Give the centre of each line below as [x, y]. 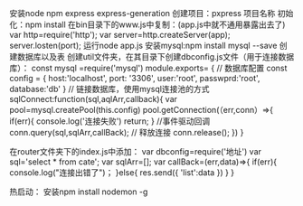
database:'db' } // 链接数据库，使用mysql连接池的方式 [109, 89]
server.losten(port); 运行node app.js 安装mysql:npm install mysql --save [143, 45]
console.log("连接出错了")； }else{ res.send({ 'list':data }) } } [122, 173]
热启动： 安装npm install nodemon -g [79, 192]
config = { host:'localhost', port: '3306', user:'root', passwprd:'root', [135, 78]
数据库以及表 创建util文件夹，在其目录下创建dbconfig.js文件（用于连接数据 [156, 56]
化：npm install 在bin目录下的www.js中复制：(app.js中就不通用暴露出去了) [147, 24]
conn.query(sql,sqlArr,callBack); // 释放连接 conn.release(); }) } [127, 132]
